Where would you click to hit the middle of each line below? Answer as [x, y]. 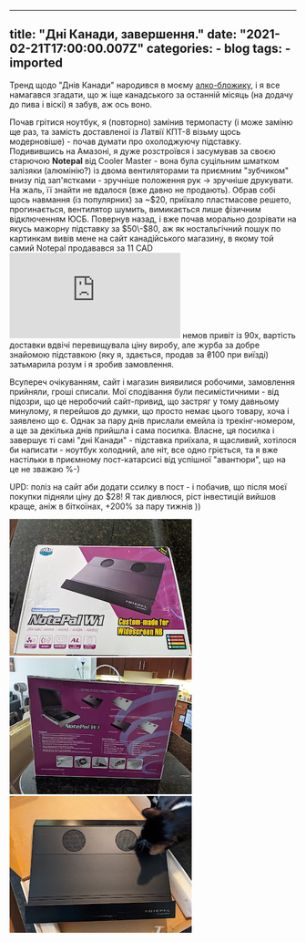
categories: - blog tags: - [219, 49]
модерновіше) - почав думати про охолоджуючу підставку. [125, 141]
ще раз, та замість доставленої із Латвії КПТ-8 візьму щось [125, 131]
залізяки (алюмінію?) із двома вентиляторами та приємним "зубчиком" [149, 171]
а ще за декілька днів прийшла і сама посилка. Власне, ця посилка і [142, 430]
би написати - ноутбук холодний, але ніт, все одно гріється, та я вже [144, 450]
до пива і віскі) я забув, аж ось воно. [81, 104]
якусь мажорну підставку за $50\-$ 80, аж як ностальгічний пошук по [145, 228]
